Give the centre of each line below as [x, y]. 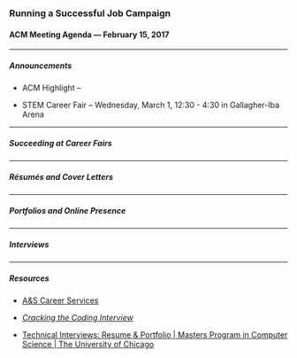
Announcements [41, 66]
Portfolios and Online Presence [68, 210]
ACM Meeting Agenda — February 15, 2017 [89, 35]
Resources [30, 278]
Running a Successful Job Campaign [90, 13]
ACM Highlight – [51, 88]
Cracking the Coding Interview [78, 317]
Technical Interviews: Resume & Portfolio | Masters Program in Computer [155, 334]
